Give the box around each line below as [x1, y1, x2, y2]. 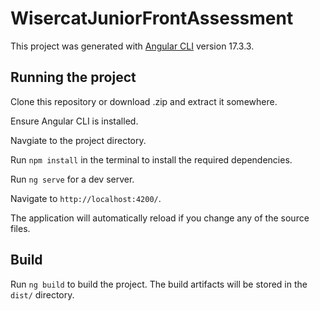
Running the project [10, 69, 137, 86]
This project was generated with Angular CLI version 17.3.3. [10, 40, 255, 52]
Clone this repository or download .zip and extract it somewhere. [10, 95, 278, 107]
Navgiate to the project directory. [10, 134, 147, 146]
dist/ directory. [10, 288, 75, 301]
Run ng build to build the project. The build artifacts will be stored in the [10, 278, 308, 290]
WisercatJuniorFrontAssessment [10, 7, 294, 30]
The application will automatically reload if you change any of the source [10, 212, 310, 224]
